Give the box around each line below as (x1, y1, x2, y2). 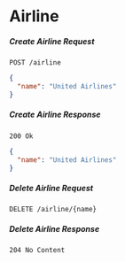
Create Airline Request (9, 35, 95, 46)
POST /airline (9, 58, 62, 67)
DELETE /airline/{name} (9, 205, 98, 214)
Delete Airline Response (9, 223, 100, 234)
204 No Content (9, 246, 66, 255)
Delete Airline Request (9, 182, 94, 193)
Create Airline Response (9, 109, 101, 120)
